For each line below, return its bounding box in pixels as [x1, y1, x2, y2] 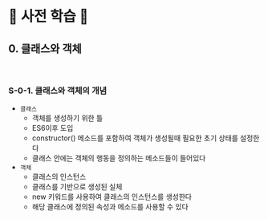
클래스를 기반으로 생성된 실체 [31, 182, 123, 192]
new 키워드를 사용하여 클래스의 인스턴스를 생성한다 [31, 192, 193, 201]
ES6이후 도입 [31, 124, 74, 133]
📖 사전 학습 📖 [8, 7, 89, 26]
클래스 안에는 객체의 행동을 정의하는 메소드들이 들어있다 [31, 153, 206, 163]
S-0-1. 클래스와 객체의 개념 [8, 85, 108, 96]
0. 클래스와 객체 [8, 42, 82, 55]
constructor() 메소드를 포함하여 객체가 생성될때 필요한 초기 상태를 [31, 133, 238, 143]
